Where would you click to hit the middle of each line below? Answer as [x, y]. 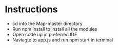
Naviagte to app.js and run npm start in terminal [63, 40]
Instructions [31, 9]
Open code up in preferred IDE [45, 34]
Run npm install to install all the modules [55, 29]
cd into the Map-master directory [47, 23]
